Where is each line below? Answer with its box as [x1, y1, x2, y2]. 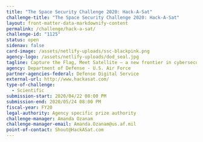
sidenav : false [6, 43, 45, 49]
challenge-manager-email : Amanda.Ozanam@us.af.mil [6, 121, 137, 127]
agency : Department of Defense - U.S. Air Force [6, 65, 131, 71]
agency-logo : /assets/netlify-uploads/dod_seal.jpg [6, 54, 139, 60]
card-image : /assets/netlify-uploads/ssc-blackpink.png [6, 48, 150, 54]
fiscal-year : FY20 [6, 104, 53, 111]
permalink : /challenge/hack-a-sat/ [6, 25, 96, 32]
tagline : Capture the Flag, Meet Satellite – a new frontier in [6, 59, 172, 65]
